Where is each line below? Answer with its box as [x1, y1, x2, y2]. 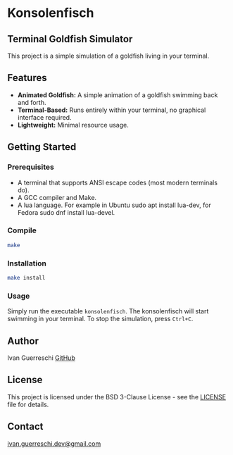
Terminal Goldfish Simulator [7, 33, 133, 45]
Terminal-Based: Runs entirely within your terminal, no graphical [17, 106, 206, 114]
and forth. [17, 98, 46, 106]
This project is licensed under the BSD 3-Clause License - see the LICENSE [7, 392, 227, 401]
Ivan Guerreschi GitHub [7, 354, 75, 362]
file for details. [7, 400, 49, 409]
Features [7, 72, 47, 84]
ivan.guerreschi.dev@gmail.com [7, 439, 101, 448]
